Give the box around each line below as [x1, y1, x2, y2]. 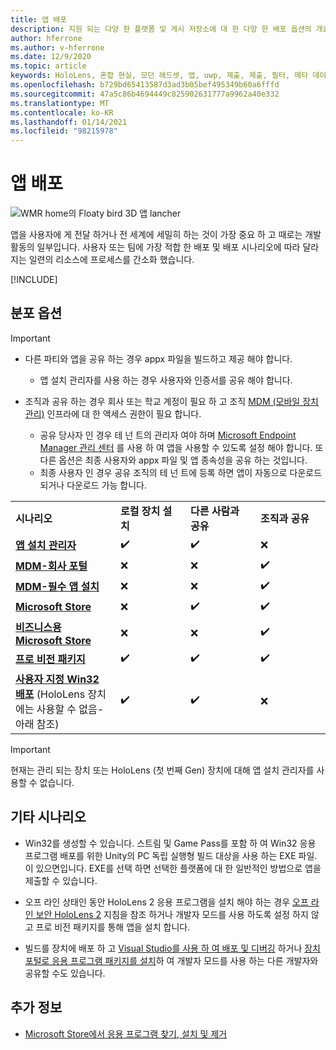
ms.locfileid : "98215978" [10, 126, 118, 136]
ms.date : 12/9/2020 [10, 52, 92, 62]
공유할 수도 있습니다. [24, 967, 106, 979]
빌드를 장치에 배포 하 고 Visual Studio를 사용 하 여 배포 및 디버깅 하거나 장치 [24, 942, 321, 954]
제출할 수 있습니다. [24, 874, 98, 886]
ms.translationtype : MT [10, 98, 110, 108]
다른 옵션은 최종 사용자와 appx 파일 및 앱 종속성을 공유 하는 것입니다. [39, 454, 308, 466]
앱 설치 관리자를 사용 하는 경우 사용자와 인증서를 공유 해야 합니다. [39, 374, 293, 386]
